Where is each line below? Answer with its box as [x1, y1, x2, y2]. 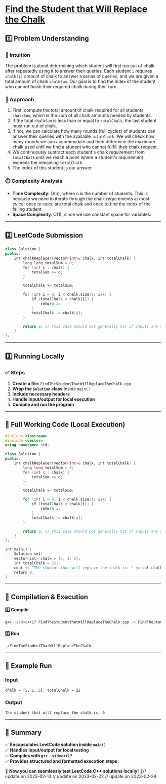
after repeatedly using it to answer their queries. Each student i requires [5, 68, 152, 74]
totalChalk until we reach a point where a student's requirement [12, 155, 143, 160]
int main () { [5, 547, 32, 552]
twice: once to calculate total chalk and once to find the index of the [12, 201, 151, 207]
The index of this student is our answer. [12, 165, 93, 171]
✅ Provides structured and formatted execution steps [5, 758, 118, 764]
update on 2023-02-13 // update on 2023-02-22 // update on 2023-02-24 [5, 773, 157, 779]
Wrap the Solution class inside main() [12, 386, 90, 392]
